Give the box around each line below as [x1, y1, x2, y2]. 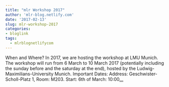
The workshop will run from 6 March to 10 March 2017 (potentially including [5, 60, 164, 66]
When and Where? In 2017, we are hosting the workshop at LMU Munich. [5, 54, 158, 61]
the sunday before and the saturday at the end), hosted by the [5, 65, 136, 71]
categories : [5, 26, 31, 32]
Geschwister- [129, 71, 158, 77]
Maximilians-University [5, 71, 54, 77]
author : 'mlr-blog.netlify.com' [5, 12, 74, 17]
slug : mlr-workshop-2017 [5, 21, 58, 27]
